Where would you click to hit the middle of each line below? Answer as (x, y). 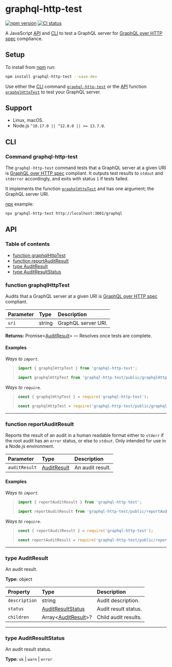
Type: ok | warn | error (29, 659)
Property (19, 591)
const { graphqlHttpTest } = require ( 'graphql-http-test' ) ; (83, 397)
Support (19, 108)
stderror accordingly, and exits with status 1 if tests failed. (67, 179)
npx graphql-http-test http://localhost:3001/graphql (64, 214)
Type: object (19, 579)
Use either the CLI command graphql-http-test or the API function (76, 86)
